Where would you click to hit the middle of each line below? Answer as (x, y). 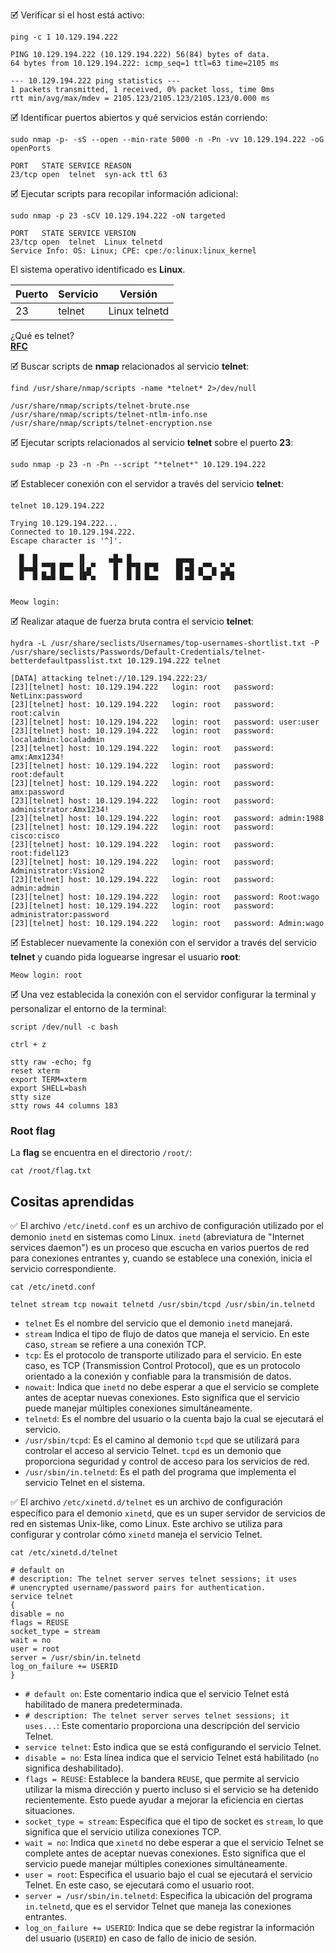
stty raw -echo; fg (51, 1062)
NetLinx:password (46, 696)
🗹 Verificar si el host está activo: (77, 15)
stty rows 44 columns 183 (64, 1106)
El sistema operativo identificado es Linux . (98, 269)
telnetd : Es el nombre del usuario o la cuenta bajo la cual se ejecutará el (174, 1419)
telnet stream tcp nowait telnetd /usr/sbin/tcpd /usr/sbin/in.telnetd (162, 1305)
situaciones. (49, 1811)
